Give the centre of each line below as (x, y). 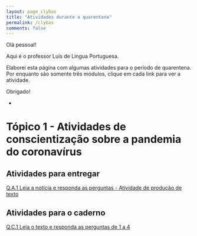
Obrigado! (18, 91)
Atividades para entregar (53, 174)
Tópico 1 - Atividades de (66, 127)
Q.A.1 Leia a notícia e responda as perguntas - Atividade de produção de (94, 188)
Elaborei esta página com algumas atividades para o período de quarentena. (99, 68)
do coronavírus (44, 152)
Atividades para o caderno (56, 213)
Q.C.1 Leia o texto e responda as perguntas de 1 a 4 (68, 227)
